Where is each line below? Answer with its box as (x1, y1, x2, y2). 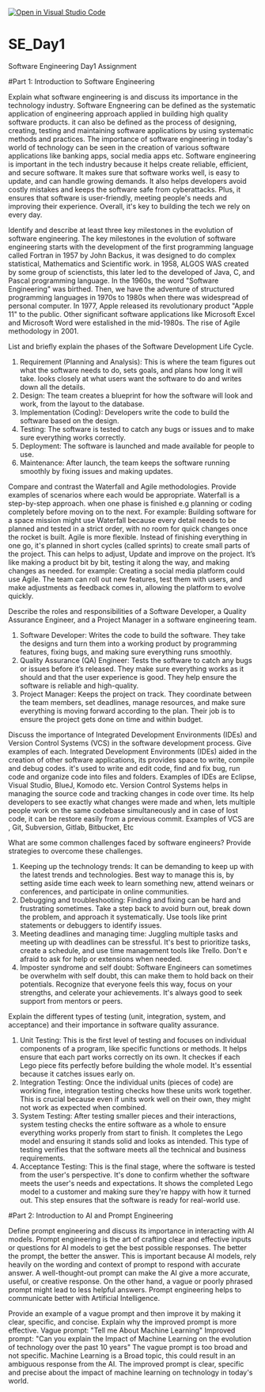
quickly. (8, 591, 34, 601)
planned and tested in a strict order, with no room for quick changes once (8, 524, 248, 533)
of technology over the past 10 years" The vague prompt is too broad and (8, 1342, 248, 1352)
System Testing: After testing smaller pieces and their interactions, (19, 1111, 237, 1120)
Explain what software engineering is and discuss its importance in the (8, 92, 239, 101)
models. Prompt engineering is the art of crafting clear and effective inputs (8, 1234, 252, 1244)
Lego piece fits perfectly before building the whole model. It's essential (19, 1060, 252, 1070)
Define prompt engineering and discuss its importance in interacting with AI (8, 1226, 255, 1235)
